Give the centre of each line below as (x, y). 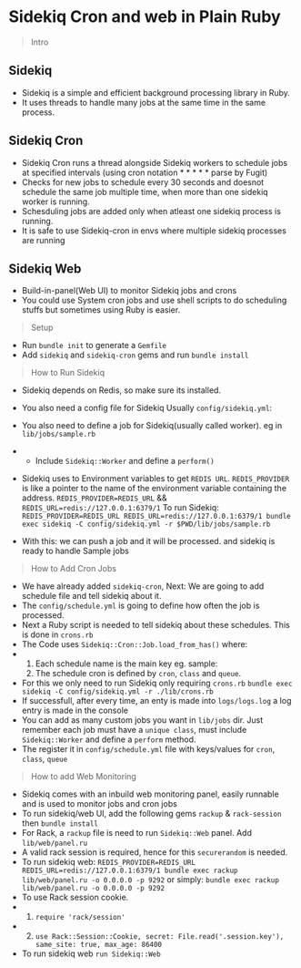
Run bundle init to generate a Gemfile (94, 345)
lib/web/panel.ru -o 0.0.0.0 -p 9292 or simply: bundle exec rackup (150, 880)
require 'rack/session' (80, 918)
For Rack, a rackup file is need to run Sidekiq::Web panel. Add (136, 833)
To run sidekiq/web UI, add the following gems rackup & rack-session (151, 814)
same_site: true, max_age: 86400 (99, 945)
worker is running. (55, 201)
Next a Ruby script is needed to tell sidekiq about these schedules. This (156, 625)
